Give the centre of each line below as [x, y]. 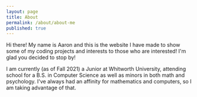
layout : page [22, 12]
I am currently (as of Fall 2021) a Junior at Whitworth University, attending [96, 69]
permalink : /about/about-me [41, 22]
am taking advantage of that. [41, 88]
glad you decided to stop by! [41, 57]
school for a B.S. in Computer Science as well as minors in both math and [96, 75]
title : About [22, 17]
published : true [26, 28]
